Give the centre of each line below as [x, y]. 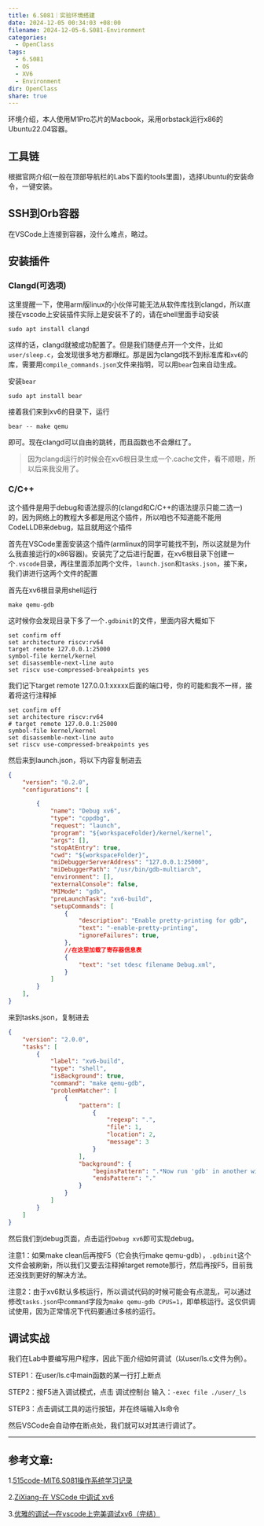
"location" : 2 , [131, 1135]
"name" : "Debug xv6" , [86, 811]
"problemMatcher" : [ [84, 1090]
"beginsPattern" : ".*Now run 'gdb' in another [170, 1171]
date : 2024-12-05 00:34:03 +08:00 [65, 23]
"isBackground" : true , [87, 1076]
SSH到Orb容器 [44, 214]
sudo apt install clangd [49, 329]
